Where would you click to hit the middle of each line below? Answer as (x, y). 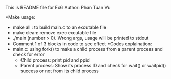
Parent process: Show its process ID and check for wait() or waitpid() (93, 65)
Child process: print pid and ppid (55, 60)
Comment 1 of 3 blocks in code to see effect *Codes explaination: (82, 44)
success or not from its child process (59, 71)
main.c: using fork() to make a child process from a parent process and (88, 49)
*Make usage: (20, 17)
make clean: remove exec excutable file (54, 33)
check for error (29, 54)
